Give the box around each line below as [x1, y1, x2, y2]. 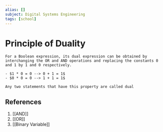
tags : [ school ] [5, 16, 37, 21]
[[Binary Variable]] [12, 122, 50, 128]
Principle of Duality [5, 38, 86, 49]
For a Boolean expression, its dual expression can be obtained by [5, 54, 148, 59]
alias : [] [5, 7, 26, 12]
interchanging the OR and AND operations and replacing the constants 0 [5, 58, 159, 63]
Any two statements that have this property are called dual [5, 85, 134, 89]
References [5, 97, 42, 106]
